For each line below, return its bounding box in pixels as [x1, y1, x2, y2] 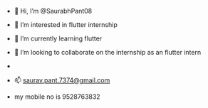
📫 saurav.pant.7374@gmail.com [14, 76, 110, 85]
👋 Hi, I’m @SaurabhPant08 [14, 7, 93, 15]
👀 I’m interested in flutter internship [14, 21, 118, 28]
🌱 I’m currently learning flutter [14, 34, 103, 43]
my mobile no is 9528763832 [14, 92, 101, 101]
